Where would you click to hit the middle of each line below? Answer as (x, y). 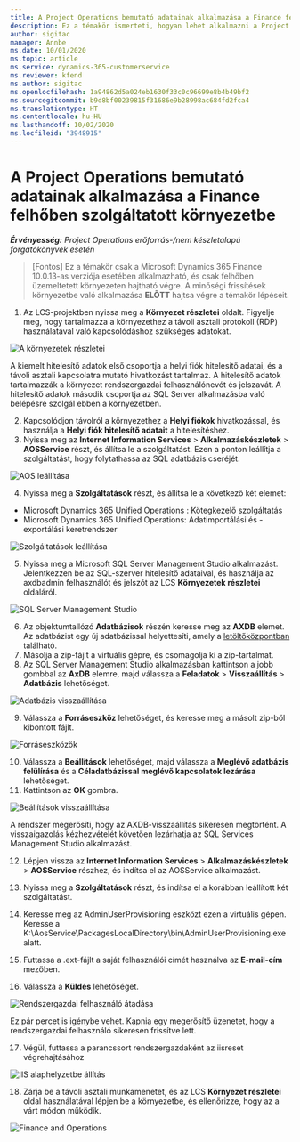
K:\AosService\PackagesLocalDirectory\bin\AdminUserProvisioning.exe (154, 933)
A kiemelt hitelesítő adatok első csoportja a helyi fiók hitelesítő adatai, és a (146, 365)
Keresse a (41, 923)
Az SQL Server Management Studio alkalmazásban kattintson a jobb (148, 664)
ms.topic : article (44, 59)
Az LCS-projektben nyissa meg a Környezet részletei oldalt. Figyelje (149, 312)
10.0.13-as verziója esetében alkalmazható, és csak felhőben (143, 276)
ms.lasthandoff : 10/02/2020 (62, 126)
